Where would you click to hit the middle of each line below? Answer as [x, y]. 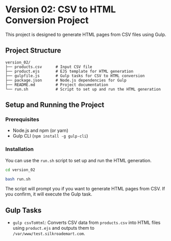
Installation [20, 149]
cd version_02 [20, 170]
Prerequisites [22, 120]
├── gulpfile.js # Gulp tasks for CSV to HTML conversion [75, 76]
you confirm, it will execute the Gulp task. [49, 194]
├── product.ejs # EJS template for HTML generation [69, 71]
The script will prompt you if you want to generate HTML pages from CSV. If [85, 189]
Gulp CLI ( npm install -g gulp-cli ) [50, 136]
